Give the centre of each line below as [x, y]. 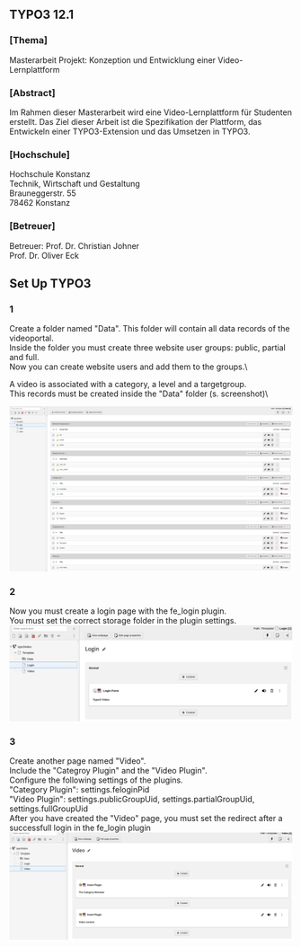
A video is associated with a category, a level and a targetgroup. [128, 385]
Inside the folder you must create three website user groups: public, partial [147, 348]
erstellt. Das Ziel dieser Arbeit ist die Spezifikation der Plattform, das [136, 121]
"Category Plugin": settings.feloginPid [80, 790]
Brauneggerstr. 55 [43, 193]
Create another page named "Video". [78, 761]
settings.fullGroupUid [49, 809]
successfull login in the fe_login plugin [80, 828]
